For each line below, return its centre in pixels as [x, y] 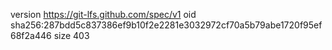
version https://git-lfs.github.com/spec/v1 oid [103, 14]
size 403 [71, 35]
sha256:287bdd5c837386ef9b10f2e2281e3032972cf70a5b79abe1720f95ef [166, 25]
